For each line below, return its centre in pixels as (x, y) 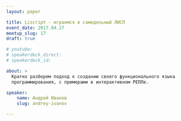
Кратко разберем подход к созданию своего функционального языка (93, 76)
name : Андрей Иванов (42, 98)
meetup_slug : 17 (26, 33)
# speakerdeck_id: (29, 60)
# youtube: (19, 50)
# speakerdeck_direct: (34, 55)
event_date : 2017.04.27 (35, 28)
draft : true (21, 39)
